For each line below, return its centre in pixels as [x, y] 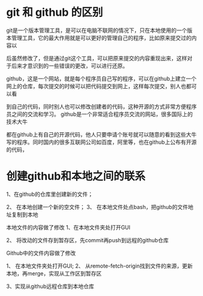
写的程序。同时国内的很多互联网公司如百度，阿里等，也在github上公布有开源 [101, 142]
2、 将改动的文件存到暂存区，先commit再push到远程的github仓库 [88, 240]
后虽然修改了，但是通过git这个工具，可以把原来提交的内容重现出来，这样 [97, 58]
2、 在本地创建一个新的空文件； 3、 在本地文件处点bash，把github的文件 [97, 207]
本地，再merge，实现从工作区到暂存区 [54, 273]
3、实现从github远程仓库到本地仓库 [50, 286]
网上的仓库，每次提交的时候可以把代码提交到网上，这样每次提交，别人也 [96, 86]
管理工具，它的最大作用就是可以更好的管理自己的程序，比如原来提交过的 [101, 37]
